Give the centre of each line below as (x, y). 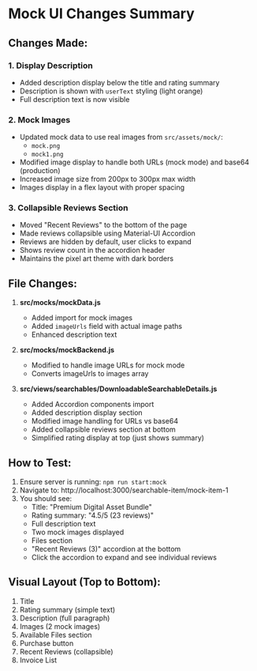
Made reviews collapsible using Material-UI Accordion (107, 233)
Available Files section (56, 635)
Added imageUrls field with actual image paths (107, 326)
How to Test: (40, 463)
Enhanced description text (74, 335)
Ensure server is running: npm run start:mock (93, 482)
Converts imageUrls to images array (90, 374)
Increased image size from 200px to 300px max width (107, 179)
